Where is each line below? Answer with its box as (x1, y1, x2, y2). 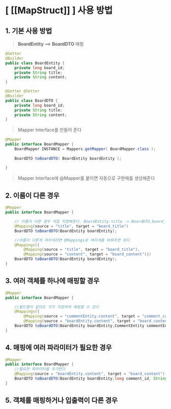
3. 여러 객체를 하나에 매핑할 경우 (5, 277, 100, 285)
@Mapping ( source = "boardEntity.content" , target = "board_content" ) (14, 371, 165, 376)
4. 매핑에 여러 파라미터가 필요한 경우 (5, 343, 112, 352)
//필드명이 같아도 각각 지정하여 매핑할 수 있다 (14, 304, 99, 309)
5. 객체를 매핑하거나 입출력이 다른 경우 (5, 396, 118, 405)
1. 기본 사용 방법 (5, 26, 52, 35)
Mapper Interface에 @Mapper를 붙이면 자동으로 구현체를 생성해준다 (17, 175, 155, 181)
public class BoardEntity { (5, 61, 65, 66)
